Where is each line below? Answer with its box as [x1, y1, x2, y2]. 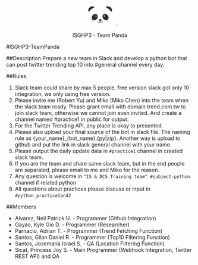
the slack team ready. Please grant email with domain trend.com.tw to [14, 103, 186, 110]
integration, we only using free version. [14, 91, 111, 98]
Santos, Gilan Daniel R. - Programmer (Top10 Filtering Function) [14, 234, 171, 241]
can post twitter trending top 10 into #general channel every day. [6, 61, 165, 68]
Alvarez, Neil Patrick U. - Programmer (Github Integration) [14, 215, 156, 222]
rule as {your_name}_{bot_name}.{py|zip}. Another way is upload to [14, 135, 181, 142]
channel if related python [14, 179, 76, 186]
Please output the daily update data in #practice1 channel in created [14, 148, 183, 155]
